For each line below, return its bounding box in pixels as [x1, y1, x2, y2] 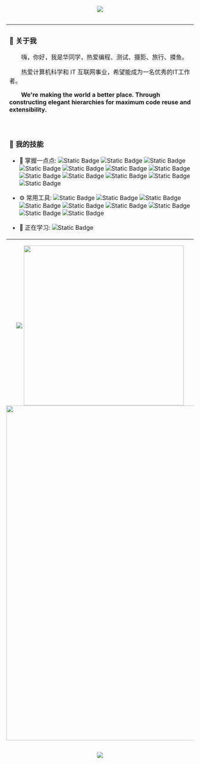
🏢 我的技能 [9, 140, 44, 149]
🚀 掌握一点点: [19, 156, 57, 164]
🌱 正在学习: [19, 223, 51, 232]
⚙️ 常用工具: [19, 194, 52, 202]
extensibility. [9, 105, 47, 114]
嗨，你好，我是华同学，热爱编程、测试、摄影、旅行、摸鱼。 [21, 53, 189, 61]
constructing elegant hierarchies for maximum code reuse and [9, 98, 191, 106]
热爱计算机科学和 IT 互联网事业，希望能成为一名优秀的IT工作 [21, 68, 190, 76]
